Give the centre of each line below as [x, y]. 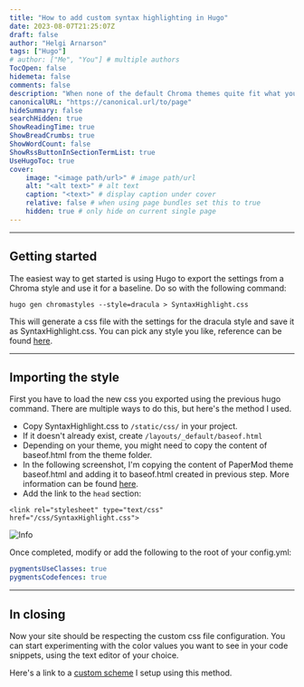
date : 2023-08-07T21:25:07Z [62, 26]
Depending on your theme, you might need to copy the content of [145, 445]
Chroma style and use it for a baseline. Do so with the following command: [148, 288]
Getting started [53, 257]
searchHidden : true [46, 119]
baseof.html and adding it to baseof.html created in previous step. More [156, 474]
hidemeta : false [40, 77]
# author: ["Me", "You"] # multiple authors [95, 60]
